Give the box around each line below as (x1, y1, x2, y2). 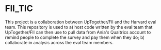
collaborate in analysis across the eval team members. (5, 39, 114, 45)
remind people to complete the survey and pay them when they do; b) (5, 34, 145, 40)
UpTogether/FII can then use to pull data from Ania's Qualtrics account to (5, 29, 151, 35)
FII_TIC (5, 3, 33, 14)
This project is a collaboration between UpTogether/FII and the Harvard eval (5, 19, 157, 25)
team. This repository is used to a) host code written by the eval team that (5, 24, 153, 30)
